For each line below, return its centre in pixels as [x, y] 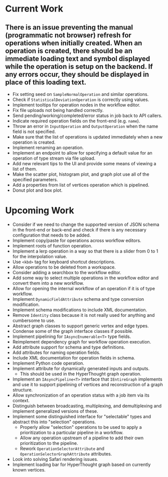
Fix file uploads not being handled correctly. [58, 110]
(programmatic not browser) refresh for [68, 35]
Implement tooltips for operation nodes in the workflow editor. [76, 105]
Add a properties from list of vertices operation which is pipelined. [81, 185]
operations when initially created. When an [74, 43]
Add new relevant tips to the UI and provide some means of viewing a [84, 163]
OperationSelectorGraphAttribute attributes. [66, 454]
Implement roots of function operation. [52, 246]
